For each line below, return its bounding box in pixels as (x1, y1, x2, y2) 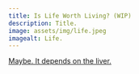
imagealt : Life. (8, 34, 63, 43)
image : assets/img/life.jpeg (8, 27, 107, 35)
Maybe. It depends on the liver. (8, 56, 112, 66)
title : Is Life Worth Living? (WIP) (8, 11, 132, 20)
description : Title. (8, 19, 78, 27)
